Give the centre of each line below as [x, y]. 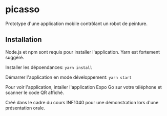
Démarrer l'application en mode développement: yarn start [69, 77]
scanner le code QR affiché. [35, 92]
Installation [24, 40]
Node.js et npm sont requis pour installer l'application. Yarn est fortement [83, 52]
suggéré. [15, 57]
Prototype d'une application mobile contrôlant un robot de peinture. [76, 24]
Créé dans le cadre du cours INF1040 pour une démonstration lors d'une [82, 102]
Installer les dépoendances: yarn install [49, 67]
